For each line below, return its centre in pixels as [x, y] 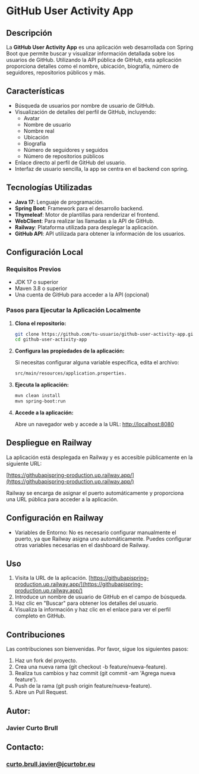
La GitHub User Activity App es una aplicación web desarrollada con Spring [100, 47]
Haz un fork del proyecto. [46, 661]
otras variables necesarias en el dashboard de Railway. [82, 545]
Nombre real [39, 131]
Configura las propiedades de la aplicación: [70, 351]
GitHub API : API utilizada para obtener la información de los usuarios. [100, 233]
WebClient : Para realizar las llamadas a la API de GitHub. [84, 221]
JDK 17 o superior [36, 282]
